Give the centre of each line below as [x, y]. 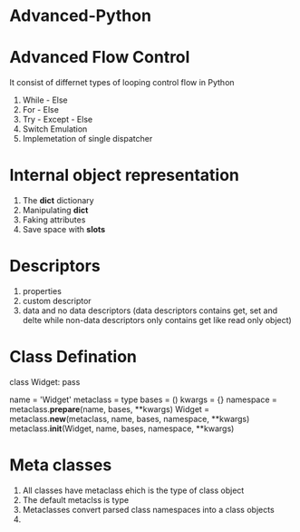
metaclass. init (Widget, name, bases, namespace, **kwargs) [122, 429]
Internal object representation [125, 176]
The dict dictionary [58, 201]
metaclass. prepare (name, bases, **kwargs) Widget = [110, 409]
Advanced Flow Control [100, 58]
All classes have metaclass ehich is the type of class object [133, 490]
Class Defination [73, 357]
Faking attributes [54, 220]
